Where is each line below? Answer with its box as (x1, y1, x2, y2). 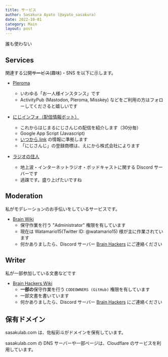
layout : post (5, 26, 33, 31)
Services (5, 56, 34, 64)
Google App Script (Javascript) (20, 130, 85, 136)
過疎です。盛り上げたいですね (20, 177, 82, 183)
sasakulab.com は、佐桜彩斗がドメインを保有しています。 (5, 330, 127, 336)
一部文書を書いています (20, 292, 69, 299)
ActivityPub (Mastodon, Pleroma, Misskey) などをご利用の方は (20, 97, 150, 103)
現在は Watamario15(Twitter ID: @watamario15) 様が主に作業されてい (20, 228, 163, 234)
